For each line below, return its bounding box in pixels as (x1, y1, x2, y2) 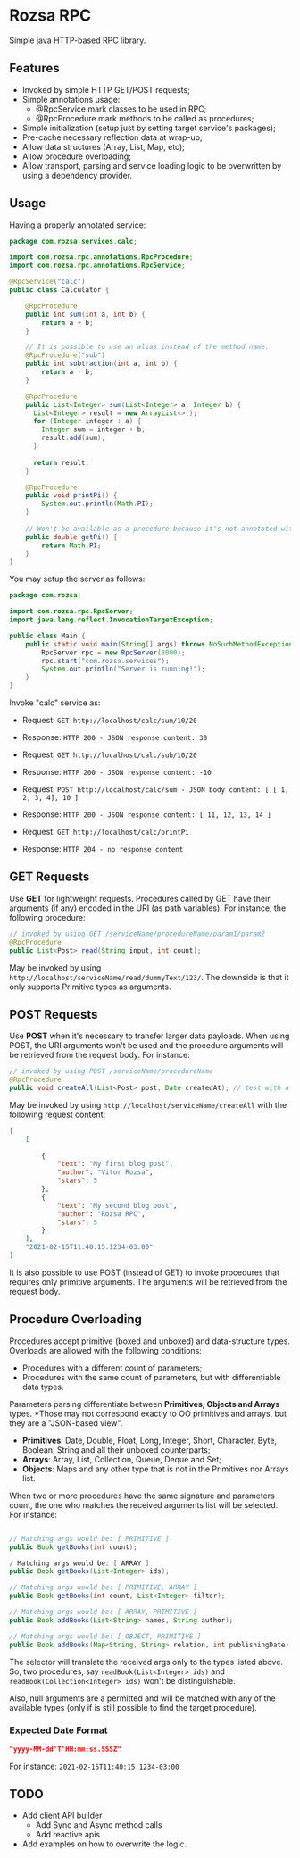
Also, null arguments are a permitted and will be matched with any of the (9, 1693, 276, 1704)
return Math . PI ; (41, 541, 102, 550)
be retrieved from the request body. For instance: (9, 1050, 190, 1061)
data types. (21, 1381, 64, 1392)
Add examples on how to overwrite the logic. (21, 1838, 187, 1849)
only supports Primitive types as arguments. (9, 981, 171, 992)
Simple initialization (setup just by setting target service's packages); (21, 122, 277, 133)
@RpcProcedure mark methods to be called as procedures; (35, 112, 254, 123)
